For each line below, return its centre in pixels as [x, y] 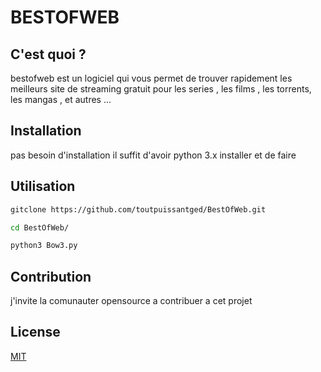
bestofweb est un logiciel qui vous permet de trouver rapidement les [151, 78]
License [35, 332]
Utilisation [43, 186]
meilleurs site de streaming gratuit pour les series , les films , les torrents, [161, 89]
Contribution [51, 276]
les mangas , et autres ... [61, 99]
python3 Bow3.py [44, 246]
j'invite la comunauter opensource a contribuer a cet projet [131, 301]
